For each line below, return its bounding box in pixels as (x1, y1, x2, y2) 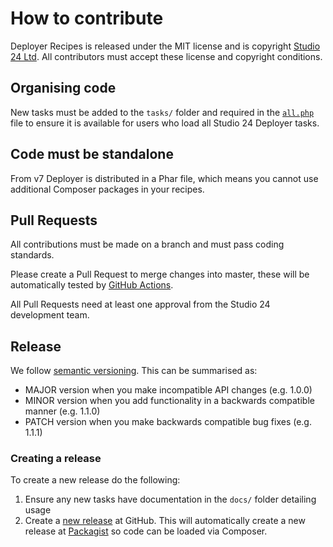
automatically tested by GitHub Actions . (10, 279, 174, 291)
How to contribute (10, 7, 164, 30)
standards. (10, 249, 55, 261)
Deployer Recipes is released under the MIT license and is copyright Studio (10, 40, 321, 52)
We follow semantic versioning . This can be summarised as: (10, 365, 258, 377)
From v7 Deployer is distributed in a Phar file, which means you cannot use (10, 172, 319, 184)
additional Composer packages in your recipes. (10, 183, 205, 195)
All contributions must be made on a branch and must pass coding (10, 238, 285, 251)
